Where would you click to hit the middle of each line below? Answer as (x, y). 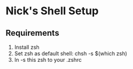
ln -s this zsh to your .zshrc (48, 60)
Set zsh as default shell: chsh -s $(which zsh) (71, 54)
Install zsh (27, 47)
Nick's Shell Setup (52, 11)
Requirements (32, 33)
